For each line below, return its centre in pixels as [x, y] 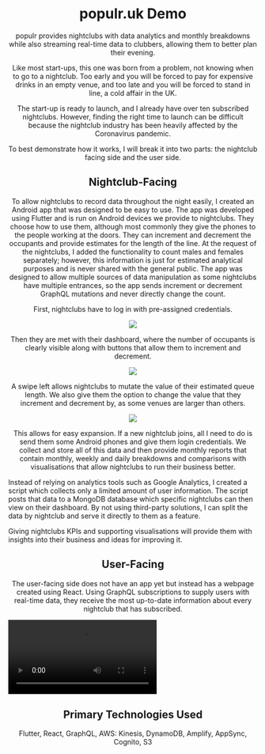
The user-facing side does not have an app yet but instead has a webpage [133, 583]
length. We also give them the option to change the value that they [133, 394]
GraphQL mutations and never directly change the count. [133, 294]
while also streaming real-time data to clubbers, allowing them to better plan [133, 44]
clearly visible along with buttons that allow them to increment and [133, 347]
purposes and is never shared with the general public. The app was [133, 268]
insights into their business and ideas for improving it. [95, 540]
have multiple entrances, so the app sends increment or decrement [133, 285]
